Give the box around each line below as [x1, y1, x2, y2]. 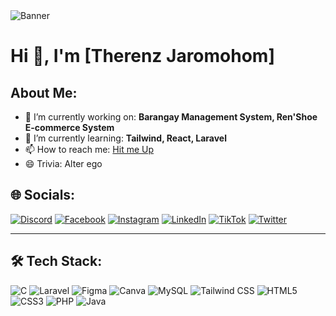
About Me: [10, 84, 78, 101]
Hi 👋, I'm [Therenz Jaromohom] [10, 45, 275, 68]
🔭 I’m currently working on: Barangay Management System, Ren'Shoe [24, 111, 318, 123]
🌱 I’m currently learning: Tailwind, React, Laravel [24, 132, 227, 144]
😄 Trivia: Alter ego [24, 158, 103, 169]
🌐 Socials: [10, 187, 76, 204]
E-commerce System [24, 122, 115, 133]
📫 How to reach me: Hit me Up [24, 144, 155, 155]
